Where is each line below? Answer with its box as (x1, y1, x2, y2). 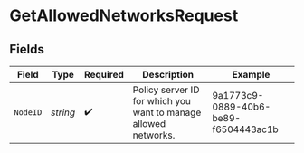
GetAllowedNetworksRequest (9, 5, 239, 26)
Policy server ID (132, 83, 200, 96)
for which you (132, 95, 192, 107)
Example (232, 69, 271, 81)
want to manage (132, 106, 202, 119)
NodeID (14, 108, 43, 118)
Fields (9, 42, 45, 57)
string (51, 106, 76, 119)
